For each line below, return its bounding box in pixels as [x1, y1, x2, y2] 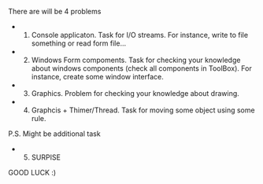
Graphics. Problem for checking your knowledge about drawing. [31, 89, 240, 98]
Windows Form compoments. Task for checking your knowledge [31, 55, 241, 64]
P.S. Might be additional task [8, 129, 101, 138]
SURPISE [31, 153, 61, 162]
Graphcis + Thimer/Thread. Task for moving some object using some [31, 105, 255, 115]
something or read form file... [31, 39, 127, 48]
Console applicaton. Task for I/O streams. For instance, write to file [31, 31, 249, 39]
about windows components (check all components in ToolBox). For [31, 64, 252, 73]
